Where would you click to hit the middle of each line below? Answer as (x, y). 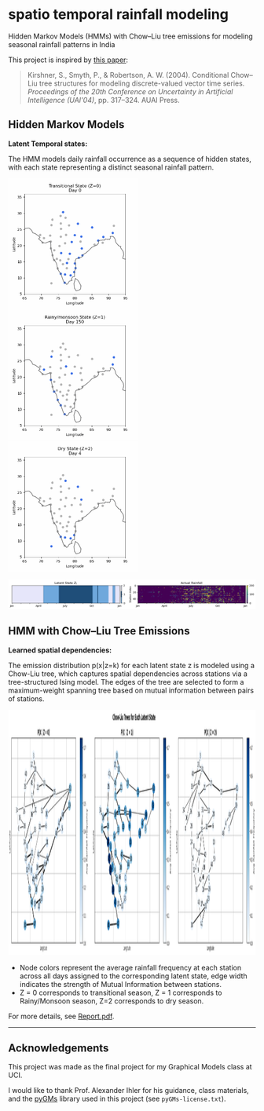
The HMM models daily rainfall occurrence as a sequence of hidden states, (130, 159)
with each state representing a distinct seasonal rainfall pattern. (111, 167)
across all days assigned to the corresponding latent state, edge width (133, 976)
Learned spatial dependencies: (60, 650)
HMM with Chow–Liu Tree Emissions (99, 631)
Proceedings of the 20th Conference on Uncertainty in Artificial (130, 91)
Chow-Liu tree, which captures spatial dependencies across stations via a (128, 674)
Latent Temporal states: (48, 144)
